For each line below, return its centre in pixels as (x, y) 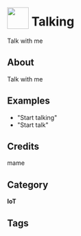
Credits (23, 146)
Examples (28, 101)
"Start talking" (37, 117)
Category (28, 185)
